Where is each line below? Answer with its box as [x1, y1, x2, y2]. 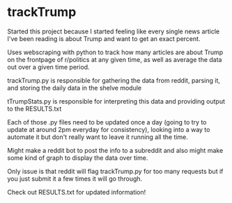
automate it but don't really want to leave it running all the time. [7, 133, 188, 141]
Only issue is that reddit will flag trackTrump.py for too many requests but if [7, 167, 224, 175]
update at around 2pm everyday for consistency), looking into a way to [7, 125, 210, 133]
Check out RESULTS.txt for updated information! [7, 188, 146, 196]
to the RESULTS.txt [7, 104, 62, 113]
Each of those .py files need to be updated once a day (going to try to [7, 117, 207, 126]
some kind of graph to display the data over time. [7, 154, 148, 162]
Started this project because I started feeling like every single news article [7, 27, 220, 35]
